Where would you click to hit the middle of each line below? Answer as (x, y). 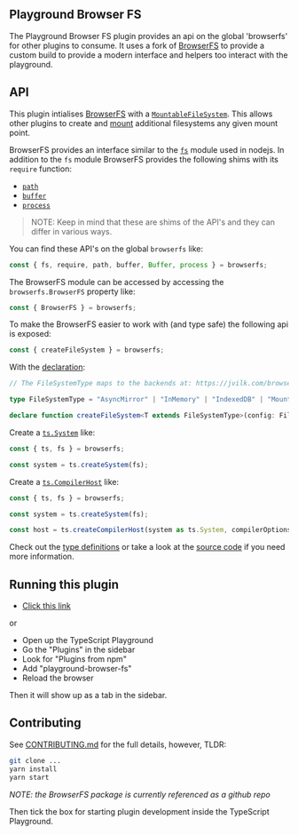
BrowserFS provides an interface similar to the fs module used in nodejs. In (147, 149)
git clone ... (35, 760)
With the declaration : (47, 367)
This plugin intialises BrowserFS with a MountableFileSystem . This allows (141, 114)
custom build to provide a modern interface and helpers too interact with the (149, 55)
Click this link (46, 606)
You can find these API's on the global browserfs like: (106, 249)
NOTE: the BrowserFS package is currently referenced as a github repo (140, 794)
